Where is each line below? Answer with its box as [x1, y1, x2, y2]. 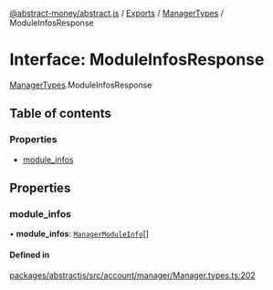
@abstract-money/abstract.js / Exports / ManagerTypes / [9, 8, 224, 18]
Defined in [9, 249, 50, 260]
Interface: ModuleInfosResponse [9, 49, 265, 70]
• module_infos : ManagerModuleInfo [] [9, 228, 149, 240]
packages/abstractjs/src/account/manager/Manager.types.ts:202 [9, 269, 256, 281]
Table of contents [9, 106, 111, 121]
